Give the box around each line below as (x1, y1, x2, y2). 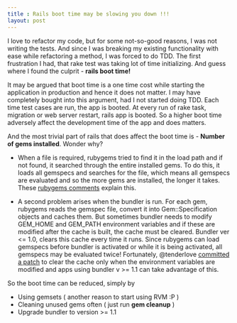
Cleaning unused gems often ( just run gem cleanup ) (17, 300, 175, 309)
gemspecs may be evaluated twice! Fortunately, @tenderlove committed (17, 250, 230, 258)
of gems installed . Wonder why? (7, 139, 104, 148)
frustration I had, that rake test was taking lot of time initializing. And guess (7, 59, 226, 67)
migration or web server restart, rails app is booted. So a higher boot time (7, 111, 222, 119)
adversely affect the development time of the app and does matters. (7, 118, 206, 126)
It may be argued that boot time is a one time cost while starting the (7, 80, 205, 89)
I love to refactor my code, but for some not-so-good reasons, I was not (7, 36, 218, 45)
